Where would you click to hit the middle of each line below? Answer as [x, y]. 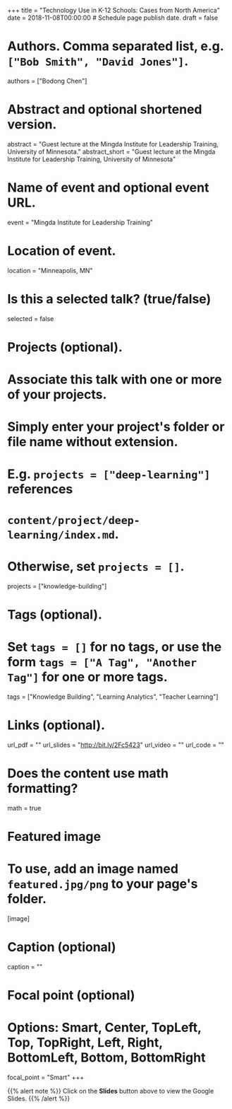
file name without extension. [93, 442]
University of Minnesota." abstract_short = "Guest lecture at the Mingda [111, 151]
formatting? [43, 788]
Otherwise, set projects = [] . [96, 566]
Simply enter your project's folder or [116, 427]
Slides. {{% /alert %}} [39, 1098]
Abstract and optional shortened [105, 110]
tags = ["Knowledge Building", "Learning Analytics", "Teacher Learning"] [113, 697]
